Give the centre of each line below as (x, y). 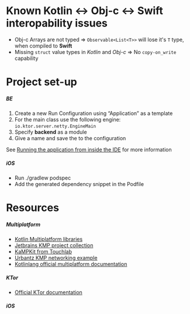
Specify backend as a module (51, 132)
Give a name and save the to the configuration (70, 139)
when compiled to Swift (43, 46)
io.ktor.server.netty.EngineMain (55, 126)
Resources (33, 208)
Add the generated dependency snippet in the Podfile (79, 184)
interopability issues (57, 23)
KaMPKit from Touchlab (43, 252)
